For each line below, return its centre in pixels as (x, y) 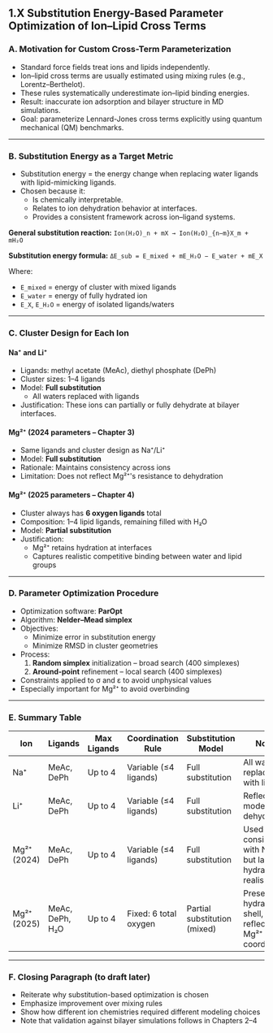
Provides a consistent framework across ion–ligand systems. (134, 217)
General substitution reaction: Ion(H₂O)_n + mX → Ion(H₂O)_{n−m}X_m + (129, 232)
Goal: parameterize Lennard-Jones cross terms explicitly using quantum (141, 119)
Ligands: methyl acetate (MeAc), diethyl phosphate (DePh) (118, 371)
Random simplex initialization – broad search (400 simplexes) (136, 662)
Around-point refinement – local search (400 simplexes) (127, 671)
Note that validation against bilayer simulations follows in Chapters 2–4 (139, 1021)
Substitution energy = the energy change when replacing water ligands (139, 173)
